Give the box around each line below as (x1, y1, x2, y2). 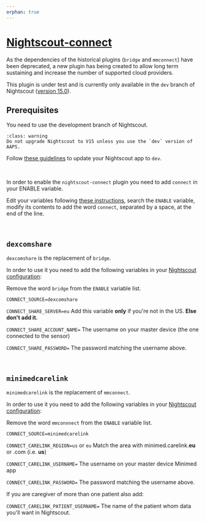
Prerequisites (6, 105, 59, 115)
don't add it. (6, 314, 38, 321)
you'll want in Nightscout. (6, 509, 70, 516)
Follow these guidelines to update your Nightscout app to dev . (6, 155, 162, 162)
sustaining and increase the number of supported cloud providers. (6, 69, 174, 76)
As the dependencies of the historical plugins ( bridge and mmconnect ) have (6, 56, 193, 63)
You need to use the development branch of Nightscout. (6, 121, 148, 129)
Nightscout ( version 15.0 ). (6, 87, 72, 95)
